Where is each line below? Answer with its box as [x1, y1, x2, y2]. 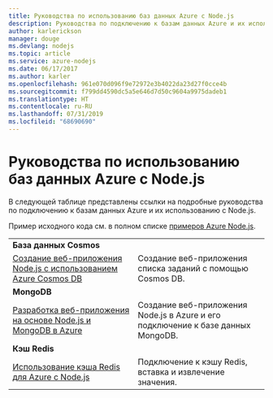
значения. [137, 376, 177, 387]
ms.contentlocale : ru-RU [8, 102, 93, 110]
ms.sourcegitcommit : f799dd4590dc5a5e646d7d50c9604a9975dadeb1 [8, 87, 227, 96]
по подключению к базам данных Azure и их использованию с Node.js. [8, 205, 257, 215]
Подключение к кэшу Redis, [137, 356, 248, 367]
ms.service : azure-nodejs [8, 58, 96, 66]
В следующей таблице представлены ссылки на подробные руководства [8, 197, 264, 206]
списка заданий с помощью [137, 262, 249, 274]
